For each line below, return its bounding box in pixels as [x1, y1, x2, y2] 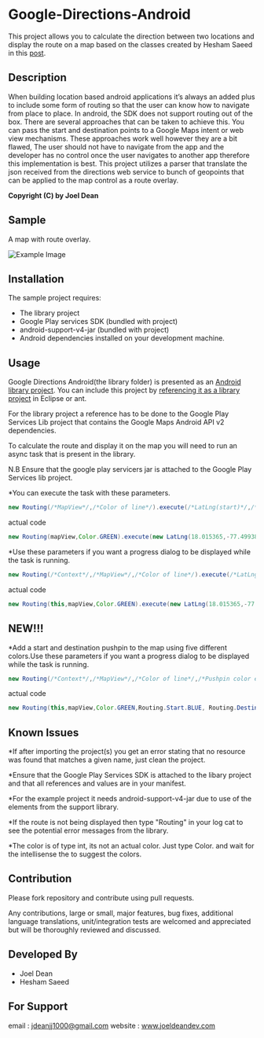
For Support [8, 1000, 68, 1014]
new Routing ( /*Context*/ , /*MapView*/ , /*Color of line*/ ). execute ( [8, 570, 230, 579]
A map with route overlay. [8, 234, 91, 244]
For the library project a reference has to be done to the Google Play [8, 409, 229, 418]
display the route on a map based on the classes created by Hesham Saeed [8, 39, 253, 49]
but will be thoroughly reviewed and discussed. [8, 925, 161, 934]
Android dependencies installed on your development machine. [19, 333, 225, 343]
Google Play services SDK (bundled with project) [19, 317, 178, 326]
